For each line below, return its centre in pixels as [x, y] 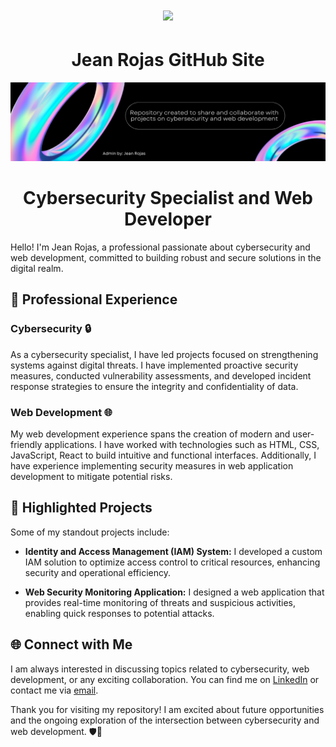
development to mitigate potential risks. [91, 477]
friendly [26, 445]
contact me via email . [54, 690]
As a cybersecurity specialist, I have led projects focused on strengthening [164, 354]
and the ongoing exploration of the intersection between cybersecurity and [165, 720]
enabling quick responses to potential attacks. [119, 613]
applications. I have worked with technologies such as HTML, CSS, [182, 445]
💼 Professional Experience [94, 299]
